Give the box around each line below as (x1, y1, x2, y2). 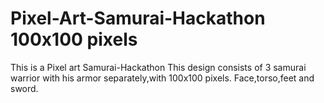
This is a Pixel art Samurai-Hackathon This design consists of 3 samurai (10, 61, 307, 73)
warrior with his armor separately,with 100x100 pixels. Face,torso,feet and (10, 72, 315, 84)
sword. (10, 82, 39, 94)
